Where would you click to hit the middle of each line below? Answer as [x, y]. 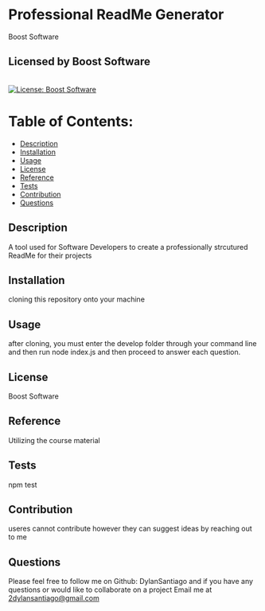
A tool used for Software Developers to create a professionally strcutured [128, 247]
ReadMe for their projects [50, 255]
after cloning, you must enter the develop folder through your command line [132, 344]
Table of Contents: [71, 121]
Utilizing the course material [55, 440]
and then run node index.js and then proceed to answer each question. [125, 352]
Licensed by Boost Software [80, 62]
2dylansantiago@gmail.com [54, 598]
